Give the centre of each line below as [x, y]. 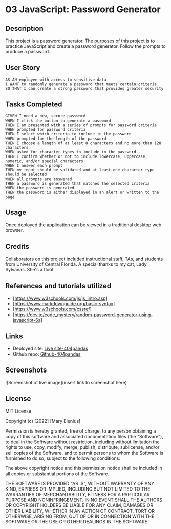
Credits [17, 247]
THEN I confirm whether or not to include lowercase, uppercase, [76, 156]
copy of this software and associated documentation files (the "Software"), [84, 436]
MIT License [18, 411]
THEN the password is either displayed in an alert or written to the [82, 192]
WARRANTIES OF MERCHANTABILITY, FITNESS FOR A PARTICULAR [78, 494]
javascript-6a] [27, 320]
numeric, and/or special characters [44, 161]
